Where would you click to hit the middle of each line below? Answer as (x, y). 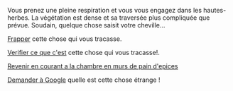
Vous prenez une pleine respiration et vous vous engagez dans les (105, 10)
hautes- (215, 10)
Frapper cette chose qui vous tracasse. (65, 39)
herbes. (19, 18)
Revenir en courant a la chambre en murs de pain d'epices (93, 66)
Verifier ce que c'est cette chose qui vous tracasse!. (83, 53)
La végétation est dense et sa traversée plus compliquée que (121, 18)
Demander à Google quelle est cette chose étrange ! (84, 80)
